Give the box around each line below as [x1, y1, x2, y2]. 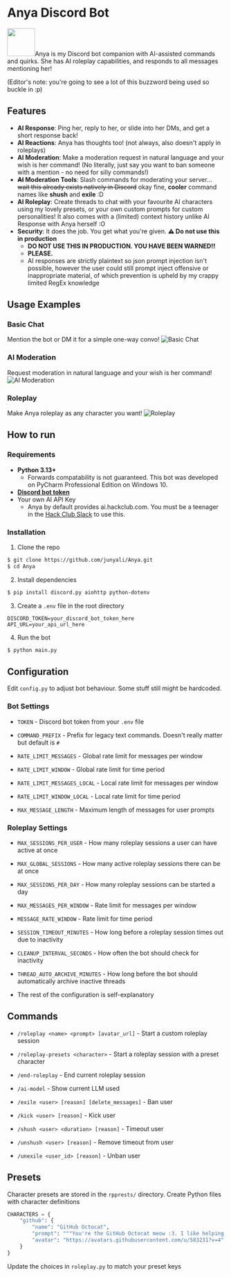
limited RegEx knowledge [27, 278, 100, 287]
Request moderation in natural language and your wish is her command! [7, 368, 212, 376]
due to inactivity [17, 935, 64, 944]
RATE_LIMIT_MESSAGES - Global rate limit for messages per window [17, 751, 203, 760]
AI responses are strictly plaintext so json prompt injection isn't [27, 256, 207, 265]
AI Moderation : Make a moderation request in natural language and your [17, 153, 225, 161]
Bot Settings [7, 701, 50, 711]
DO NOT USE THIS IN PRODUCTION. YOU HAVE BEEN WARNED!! [27, 242, 216, 250]
